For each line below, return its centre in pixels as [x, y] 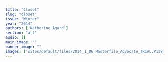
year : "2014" [19, 24]
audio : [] [16, 38]
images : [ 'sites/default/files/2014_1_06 [49, 51]
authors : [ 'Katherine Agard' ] [37, 28]
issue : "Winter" [22, 19]
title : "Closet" [22, 10]
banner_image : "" [23, 47]
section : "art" [21, 33]
